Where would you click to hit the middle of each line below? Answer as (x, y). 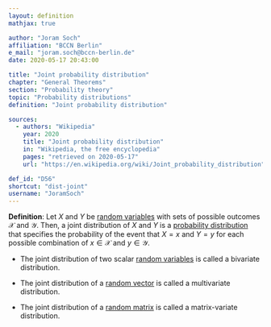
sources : (23, 119)
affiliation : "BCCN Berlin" (56, 45)
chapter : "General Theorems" (57, 82)
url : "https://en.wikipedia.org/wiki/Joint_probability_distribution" (144, 164)
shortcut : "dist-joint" (48, 186)
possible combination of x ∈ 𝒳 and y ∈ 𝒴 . (79, 243)
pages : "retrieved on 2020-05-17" (81, 157)
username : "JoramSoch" (46, 194)
